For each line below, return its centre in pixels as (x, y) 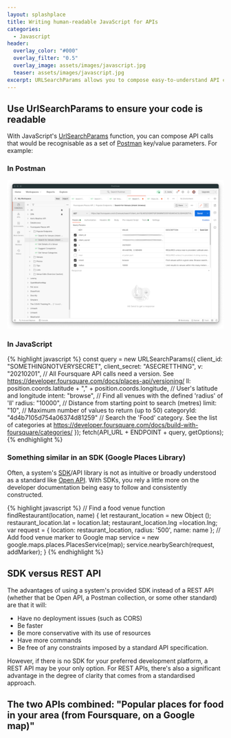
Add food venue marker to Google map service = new (83, 537)
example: (20, 151)
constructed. (25, 494)
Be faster (30, 625)
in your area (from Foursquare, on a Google (101, 715)
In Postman (26, 169)
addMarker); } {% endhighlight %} (56, 552)
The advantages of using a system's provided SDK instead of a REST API (111, 590)
